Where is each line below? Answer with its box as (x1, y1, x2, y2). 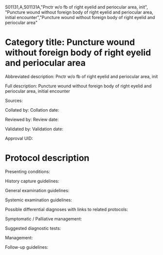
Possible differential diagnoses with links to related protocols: (5, 206, 128, 212)
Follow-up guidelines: (5, 244, 49, 250)
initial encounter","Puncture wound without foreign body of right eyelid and (5, 15, 155, 20)
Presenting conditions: (5, 168, 50, 175)
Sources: (5, 98, 23, 103)
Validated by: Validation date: (5, 126, 63, 132)
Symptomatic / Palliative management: (5, 216, 82, 221)
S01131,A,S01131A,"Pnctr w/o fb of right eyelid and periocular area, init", (5, 4, 148, 10)
